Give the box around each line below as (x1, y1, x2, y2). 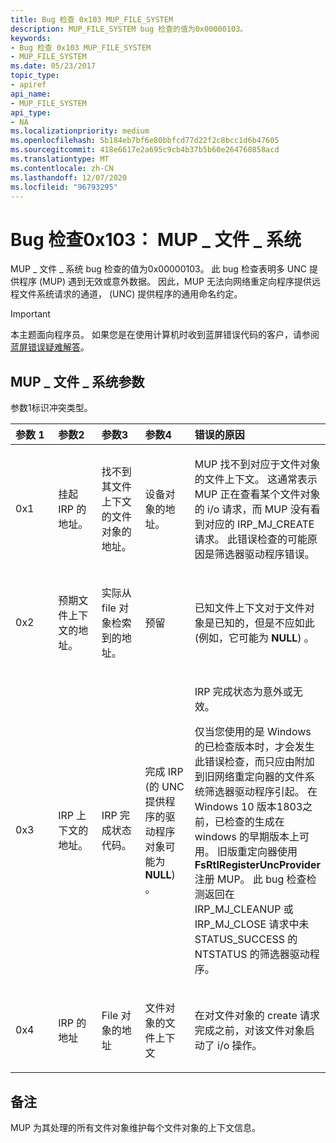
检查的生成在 (224, 815, 285, 829)
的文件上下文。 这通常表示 (194, 472, 318, 486)
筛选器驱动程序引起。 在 (204, 785, 318, 799)
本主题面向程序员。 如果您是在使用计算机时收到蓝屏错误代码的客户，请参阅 (10, 329, 320, 341)
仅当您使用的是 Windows (194, 725, 312, 739)
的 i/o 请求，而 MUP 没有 (194, 502, 311, 516)
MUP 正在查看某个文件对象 (194, 487, 321, 501)
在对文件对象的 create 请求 (194, 1009, 321, 1023)
